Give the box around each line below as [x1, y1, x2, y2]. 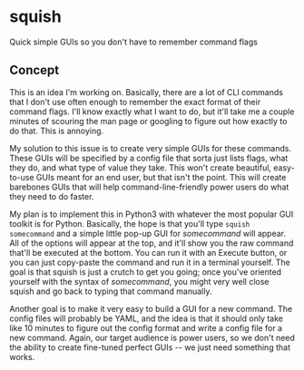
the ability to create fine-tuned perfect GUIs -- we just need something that [9, 342, 290, 353]
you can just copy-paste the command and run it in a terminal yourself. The [9, 257, 290, 268]
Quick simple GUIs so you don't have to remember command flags [9, 36, 259, 47]
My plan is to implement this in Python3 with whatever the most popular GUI [9, 209, 294, 219]
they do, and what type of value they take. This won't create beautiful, [9, 161, 272, 173]
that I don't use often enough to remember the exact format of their [9, 96, 261, 107]
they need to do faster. [9, 190, 94, 201]
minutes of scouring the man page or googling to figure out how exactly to [9, 115, 288, 126]
